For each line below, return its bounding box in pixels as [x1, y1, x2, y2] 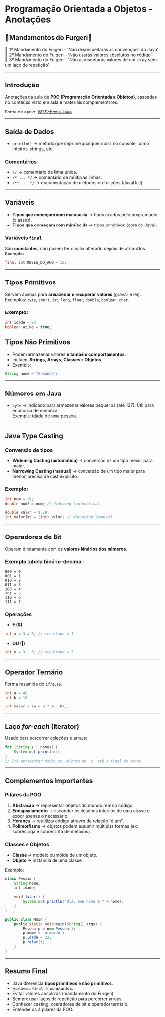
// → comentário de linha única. [12, 169, 77, 175]
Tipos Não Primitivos [5, 338, 70, 347]
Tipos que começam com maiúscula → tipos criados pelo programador [12, 211, 158, 217]
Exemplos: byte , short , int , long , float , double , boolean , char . [5, 296, 129, 303]
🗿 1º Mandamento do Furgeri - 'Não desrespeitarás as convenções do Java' [5, 47, 159, 52]
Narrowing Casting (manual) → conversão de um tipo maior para [12, 468, 145, 474]
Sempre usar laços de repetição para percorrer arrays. [12, 996, 123, 1002]
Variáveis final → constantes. [12, 985, 74, 991]
